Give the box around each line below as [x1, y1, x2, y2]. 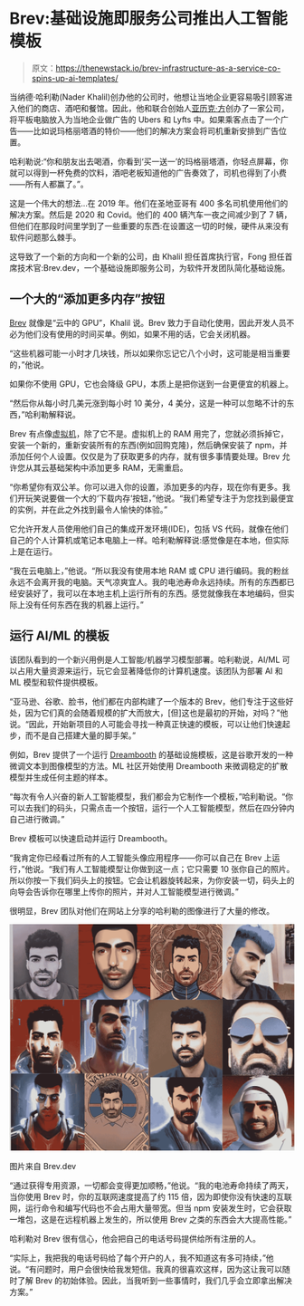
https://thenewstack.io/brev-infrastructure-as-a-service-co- [55, 62, 281, 73]
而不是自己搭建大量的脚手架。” [24, 730, 137, 741]
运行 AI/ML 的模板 [9, 629, 110, 644]
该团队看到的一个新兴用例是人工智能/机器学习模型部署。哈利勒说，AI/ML [9, 654, 280, 665]
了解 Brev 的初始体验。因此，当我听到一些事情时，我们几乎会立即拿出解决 [16, 1274, 292, 1286]
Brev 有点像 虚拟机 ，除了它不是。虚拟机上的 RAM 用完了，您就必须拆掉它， [9, 427, 290, 439]
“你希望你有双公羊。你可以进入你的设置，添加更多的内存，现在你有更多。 [9, 481, 283, 492]
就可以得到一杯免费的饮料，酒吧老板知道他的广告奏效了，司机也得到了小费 [9, 167, 287, 178]
